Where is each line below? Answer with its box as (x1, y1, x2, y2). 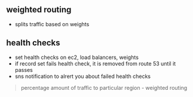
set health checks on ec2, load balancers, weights (14, 54, 139, 61)
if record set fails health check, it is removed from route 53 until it (14, 60, 176, 67)
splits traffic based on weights (14, 20, 90, 27)
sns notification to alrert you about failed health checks (14, 73, 151, 80)
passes (14, 66, 33, 73)
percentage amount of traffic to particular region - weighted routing (20, 84, 188, 91)
